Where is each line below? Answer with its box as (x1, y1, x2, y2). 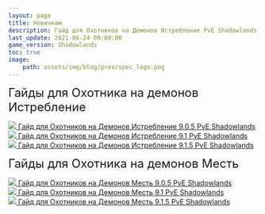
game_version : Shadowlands (8, 41, 98, 49)
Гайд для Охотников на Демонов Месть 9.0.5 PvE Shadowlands (17, 178, 232, 187)
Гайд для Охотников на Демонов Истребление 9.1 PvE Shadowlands (17, 131, 248, 140)
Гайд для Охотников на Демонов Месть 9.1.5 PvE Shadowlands (17, 197, 230, 206)
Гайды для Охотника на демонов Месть (8, 155, 240, 171)
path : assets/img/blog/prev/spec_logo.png (22, 63, 165, 71)
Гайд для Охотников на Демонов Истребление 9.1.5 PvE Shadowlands (17, 140, 254, 150)
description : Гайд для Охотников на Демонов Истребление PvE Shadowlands (8, 26, 258, 34)
